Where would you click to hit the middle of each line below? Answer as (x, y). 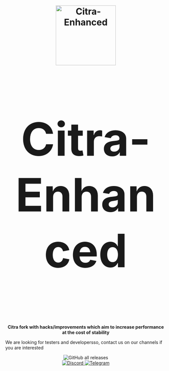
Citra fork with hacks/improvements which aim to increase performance (86, 327)
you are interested (25, 348)
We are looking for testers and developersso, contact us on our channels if (84, 342)
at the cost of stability (86, 333)
